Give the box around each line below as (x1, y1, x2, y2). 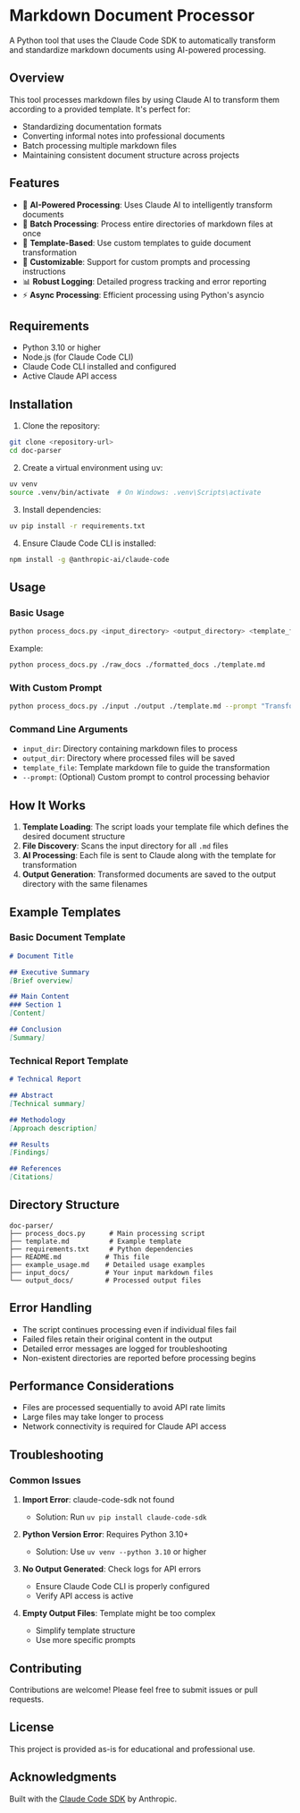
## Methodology (9, 1115, 66, 1124)
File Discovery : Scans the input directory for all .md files (21, 840, 229, 851)
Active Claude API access (21, 370, 118, 381)
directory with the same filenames (21, 879, 148, 889)
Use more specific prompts (35, 1635, 136, 1646)
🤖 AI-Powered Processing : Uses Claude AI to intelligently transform (21, 199, 273, 210)
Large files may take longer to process (21, 1411, 164, 1423)
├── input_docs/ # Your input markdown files (9, 1268, 214, 1277)
